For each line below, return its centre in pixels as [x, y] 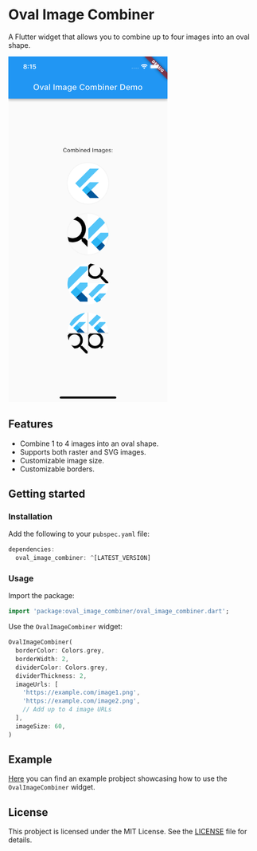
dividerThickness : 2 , [51, 676]
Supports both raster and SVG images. [83, 451]
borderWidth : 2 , [42, 659]
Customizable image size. [62, 460]
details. [20, 840]
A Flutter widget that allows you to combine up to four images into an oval [129, 37]
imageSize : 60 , [41, 726]
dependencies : [32, 550]
